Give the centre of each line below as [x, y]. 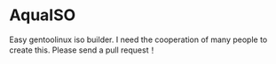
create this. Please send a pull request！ [83, 50]
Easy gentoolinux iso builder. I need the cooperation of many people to [138, 39]
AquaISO [43, 15]
